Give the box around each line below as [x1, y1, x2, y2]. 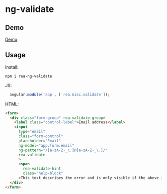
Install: [5, 64, 19, 70]
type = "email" [18, 129, 46, 134]
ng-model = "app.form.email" [18, 143, 75, 148]
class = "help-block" [23, 171, 64, 176]
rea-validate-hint [23, 166, 61, 171]
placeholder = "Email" [18, 138, 61, 143]
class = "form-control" [18, 134, 64, 139]
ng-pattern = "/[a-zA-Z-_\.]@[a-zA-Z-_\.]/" [18, 148, 108, 153]
